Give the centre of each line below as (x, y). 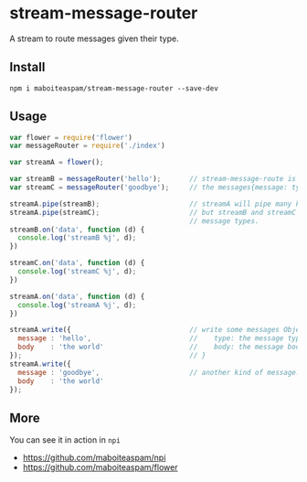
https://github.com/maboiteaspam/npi (94, 458)
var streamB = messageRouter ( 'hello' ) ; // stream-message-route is (153, 179)
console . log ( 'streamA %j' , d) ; (77, 305)
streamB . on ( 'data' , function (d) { (77, 230)
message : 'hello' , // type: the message (151, 338)
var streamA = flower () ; (57, 163)
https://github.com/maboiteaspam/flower (100, 467)
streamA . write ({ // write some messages (145, 330)
